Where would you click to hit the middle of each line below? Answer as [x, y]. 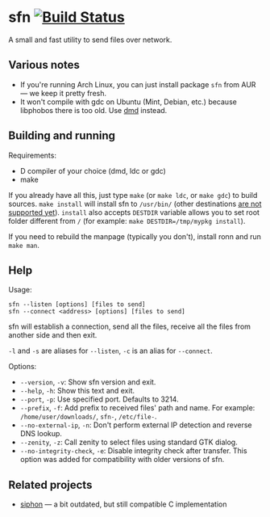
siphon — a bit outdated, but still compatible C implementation [123, 504]
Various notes [44, 65]
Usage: [20, 290]
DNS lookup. [41, 434]
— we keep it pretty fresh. [63, 93]
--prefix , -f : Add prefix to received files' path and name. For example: [137, 408]
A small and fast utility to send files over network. [90, 40]
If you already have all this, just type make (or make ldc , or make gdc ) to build [133, 195]
